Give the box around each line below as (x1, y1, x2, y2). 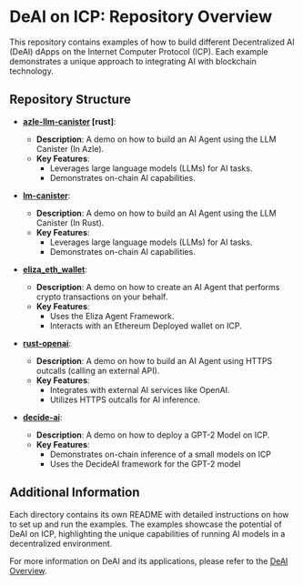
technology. (9, 66, 55, 76)
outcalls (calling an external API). (35, 365, 160, 376)
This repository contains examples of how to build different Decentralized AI (9, 36, 295, 47)
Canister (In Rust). (35, 217, 105, 228)
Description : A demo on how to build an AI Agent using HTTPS (35, 355, 273, 366)
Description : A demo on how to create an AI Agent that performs (35, 281, 280, 292)
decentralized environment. (9, 538, 113, 549)
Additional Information (9, 485, 140, 500)
